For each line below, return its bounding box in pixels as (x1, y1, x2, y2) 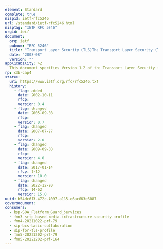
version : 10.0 (17, 174, 47, 179)
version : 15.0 (17, 192, 47, 197)
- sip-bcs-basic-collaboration (9, 223, 73, 228)
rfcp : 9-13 (17, 169, 40, 174)
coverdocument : (5, 201, 36, 206)
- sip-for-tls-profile (9, 228, 55, 233)
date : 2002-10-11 (17, 93, 53, 97)
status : (5, 75, 21, 79)
